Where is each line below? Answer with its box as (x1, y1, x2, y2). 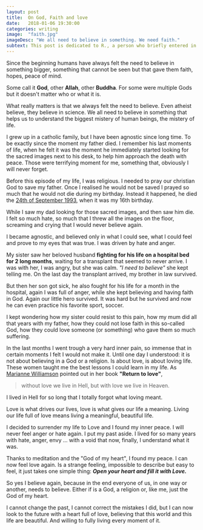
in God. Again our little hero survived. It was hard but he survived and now (6, 295, 192, 302)
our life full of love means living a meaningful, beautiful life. (6, 412, 154, 419)
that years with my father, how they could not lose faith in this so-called (6, 320, 185, 327)
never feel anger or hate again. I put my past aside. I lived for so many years (6, 430, 196, 437)
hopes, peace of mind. (6, 72, 62, 79)
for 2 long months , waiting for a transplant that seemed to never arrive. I (6, 257, 188, 264)
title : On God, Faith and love (6, 15, 88, 21)
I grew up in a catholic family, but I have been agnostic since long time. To (6, 133, 191, 140)
